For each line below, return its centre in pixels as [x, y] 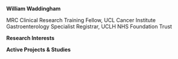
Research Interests [30, 38]
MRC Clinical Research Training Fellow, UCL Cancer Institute [81, 20]
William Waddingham [34, 9]
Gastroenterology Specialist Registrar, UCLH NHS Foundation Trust [89, 27]
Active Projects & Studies [38, 49]
